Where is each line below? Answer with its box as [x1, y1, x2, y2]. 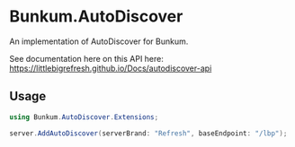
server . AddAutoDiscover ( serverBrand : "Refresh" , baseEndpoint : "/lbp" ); [9, 128, 288, 138]
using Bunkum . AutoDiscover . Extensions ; [9, 112, 159, 122]
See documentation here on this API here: [9, 53, 164, 64]
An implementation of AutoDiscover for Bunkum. [9, 36, 189, 47]
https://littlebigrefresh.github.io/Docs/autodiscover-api [9, 63, 212, 73]
